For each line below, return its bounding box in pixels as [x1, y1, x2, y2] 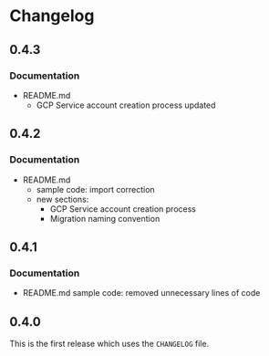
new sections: [36, 194, 89, 204]
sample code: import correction [36, 183, 155, 194]
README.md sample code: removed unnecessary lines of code [22, 288, 261, 298]
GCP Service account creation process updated [36, 99, 216, 110]
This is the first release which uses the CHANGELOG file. [9, 339, 210, 350]
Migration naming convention [49, 213, 160, 224]
